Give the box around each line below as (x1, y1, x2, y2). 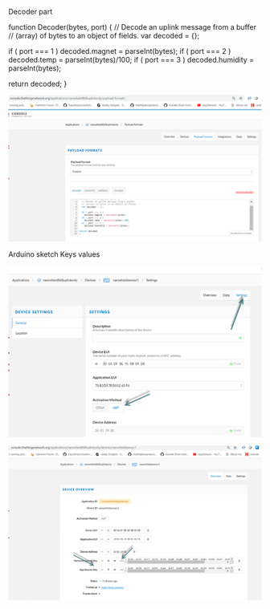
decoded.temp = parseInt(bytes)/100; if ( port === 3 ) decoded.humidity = (8, 55, 255, 64)
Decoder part (8, 7, 53, 16)
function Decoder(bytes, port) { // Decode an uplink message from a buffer (8, 22, 257, 31)
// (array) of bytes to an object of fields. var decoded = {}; (8, 31, 200, 40)
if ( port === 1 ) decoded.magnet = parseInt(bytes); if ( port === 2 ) (8, 47, 231, 55)
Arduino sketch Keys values (8, 250, 100, 259)
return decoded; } (8, 79, 67, 88)
